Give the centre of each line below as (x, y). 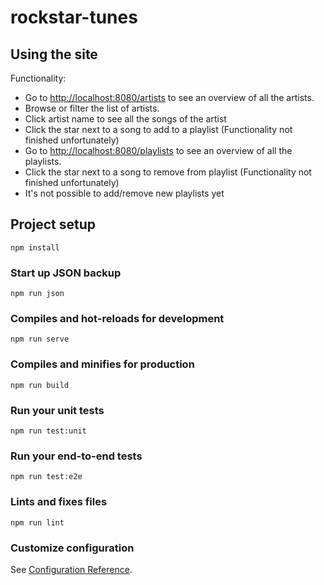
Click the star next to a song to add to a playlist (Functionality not (158, 129)
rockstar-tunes (74, 17)
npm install (35, 247)
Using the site (54, 54)
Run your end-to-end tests (76, 456)
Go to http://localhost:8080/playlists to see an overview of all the (158, 150)
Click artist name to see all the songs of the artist (125, 119)
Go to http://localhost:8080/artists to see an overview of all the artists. (169, 97)
